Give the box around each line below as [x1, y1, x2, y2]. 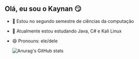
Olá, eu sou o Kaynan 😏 [5, 5, 82, 13]
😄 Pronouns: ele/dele [12, 38, 58, 44]
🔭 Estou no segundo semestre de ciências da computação [12, 18, 134, 24]
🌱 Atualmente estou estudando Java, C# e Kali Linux [12, 28, 122, 34]
